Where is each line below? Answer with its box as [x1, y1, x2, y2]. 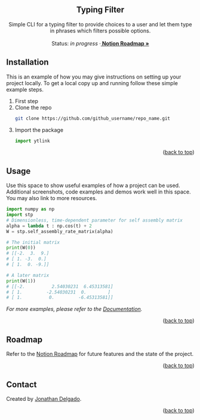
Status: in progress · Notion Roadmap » [51, 40, 149, 47]
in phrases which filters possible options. [50, 27, 151, 34]
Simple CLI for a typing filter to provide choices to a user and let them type [8, 20, 192, 28]
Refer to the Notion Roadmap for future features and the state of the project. [6, 350, 194, 358]
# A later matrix [6, 272, 50, 278]
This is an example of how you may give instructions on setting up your [6, 73, 181, 80]
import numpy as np [6, 206, 55, 212]
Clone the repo [14, 104, 52, 111]
